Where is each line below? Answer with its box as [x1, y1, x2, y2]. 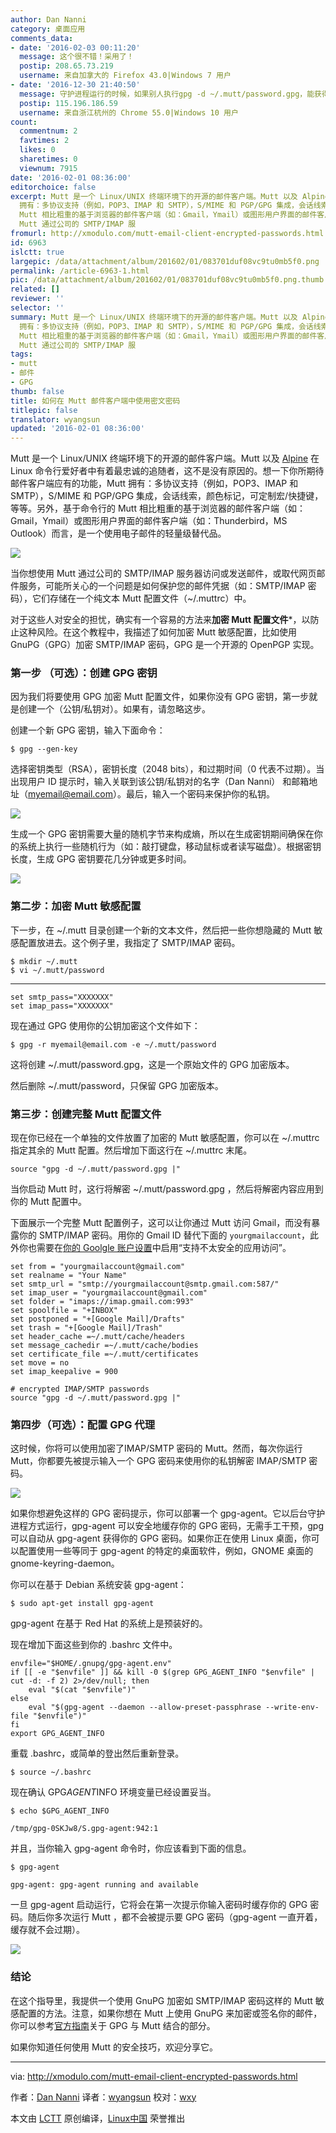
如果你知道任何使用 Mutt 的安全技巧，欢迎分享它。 [10, 2041, 218, 2053]
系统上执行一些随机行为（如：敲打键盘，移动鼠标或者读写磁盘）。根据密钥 [18, 841, 322, 853]
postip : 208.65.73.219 [19, 61, 114, 71]
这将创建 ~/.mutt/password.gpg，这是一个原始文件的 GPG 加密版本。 [10, 1058, 295, 1070]
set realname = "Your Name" [10, 1271, 128, 1281]
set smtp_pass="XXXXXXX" [10, 992, 114, 1002]
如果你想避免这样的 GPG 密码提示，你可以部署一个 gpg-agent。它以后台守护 [10, 1507, 326, 1520]
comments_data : [10, 33, 74, 43]
